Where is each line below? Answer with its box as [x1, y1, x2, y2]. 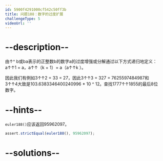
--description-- [5, 42, 69, 53]
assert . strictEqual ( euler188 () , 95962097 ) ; [5, 131, 95, 136]
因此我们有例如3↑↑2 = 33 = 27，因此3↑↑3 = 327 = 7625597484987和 [5, 75, 149, 81]
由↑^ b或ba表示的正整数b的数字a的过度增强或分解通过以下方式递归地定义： [5, 59, 157, 64]
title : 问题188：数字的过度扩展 [5, 12, 63, 17]
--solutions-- [5, 147, 60, 159]
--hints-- [5, 104, 42, 116]
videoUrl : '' [5, 20, 32, 26]
